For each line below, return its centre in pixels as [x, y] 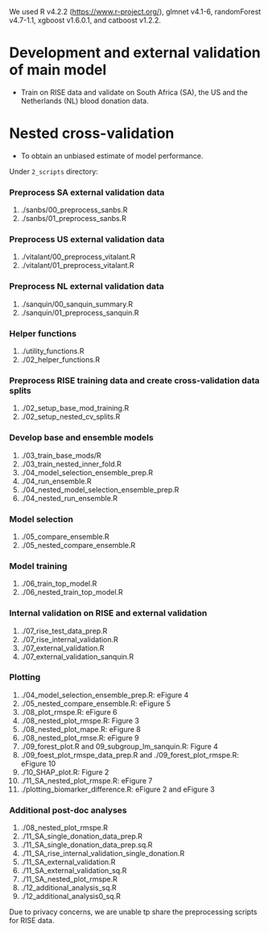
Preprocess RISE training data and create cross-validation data [134, 380]
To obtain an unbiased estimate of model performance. [112, 156]
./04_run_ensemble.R [56, 481]
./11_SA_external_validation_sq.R [74, 871]
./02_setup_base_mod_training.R [75, 408]
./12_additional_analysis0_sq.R [71, 896]
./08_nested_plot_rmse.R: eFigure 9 [80, 738]
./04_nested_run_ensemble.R [69, 498]
